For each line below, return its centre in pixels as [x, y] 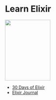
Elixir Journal [25, 92]
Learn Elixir [28, 9]
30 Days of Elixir [28, 87]
